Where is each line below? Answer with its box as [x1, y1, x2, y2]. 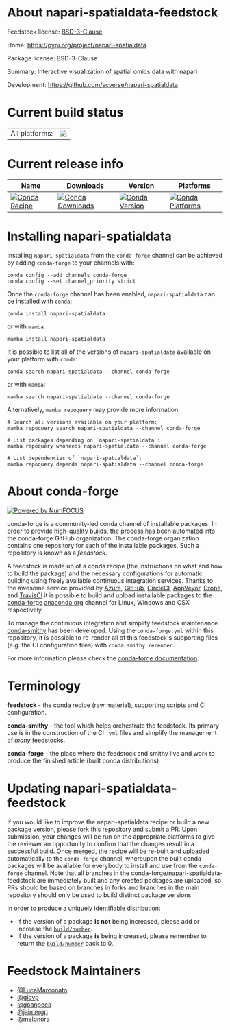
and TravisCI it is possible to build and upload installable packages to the [7, 591, 213, 599]
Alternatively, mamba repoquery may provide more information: [7, 405, 180, 414]
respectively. [7, 606, 43, 614]
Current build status [7, 105, 124, 121]
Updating [7, 780, 62, 796]
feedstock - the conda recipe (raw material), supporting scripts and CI [7, 701, 207, 709]
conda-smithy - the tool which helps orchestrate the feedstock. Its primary [7, 721, 220, 730]
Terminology [7, 678, 81, 693]
